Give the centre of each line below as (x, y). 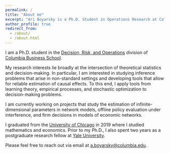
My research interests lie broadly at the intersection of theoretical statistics (83, 67)
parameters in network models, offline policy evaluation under (96, 110)
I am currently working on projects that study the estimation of (70, 104)
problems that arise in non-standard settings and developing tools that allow (85, 78)
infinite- (144, 104)
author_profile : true (28, 24)
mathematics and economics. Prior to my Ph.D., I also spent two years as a (83, 130)
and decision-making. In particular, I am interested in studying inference (80, 73)
